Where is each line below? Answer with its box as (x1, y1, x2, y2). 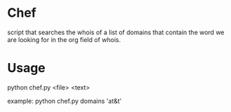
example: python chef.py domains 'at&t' (7, 97, 122, 105)
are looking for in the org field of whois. (7, 35, 121, 43)
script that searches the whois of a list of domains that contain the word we (7, 28, 225, 36)
